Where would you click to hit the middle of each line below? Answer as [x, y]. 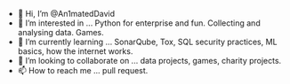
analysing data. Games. [60, 32]
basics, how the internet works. [75, 51]
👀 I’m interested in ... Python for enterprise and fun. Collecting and [139, 23]
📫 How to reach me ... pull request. [83, 70]
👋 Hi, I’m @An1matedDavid [66, 14]
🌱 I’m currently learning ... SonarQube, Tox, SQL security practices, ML [147, 42]
